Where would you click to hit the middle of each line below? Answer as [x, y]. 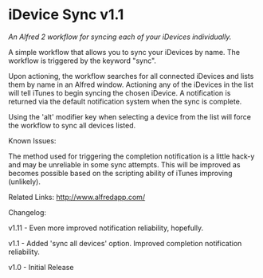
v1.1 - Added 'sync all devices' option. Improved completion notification [125, 243]
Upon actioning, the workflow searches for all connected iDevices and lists [131, 76]
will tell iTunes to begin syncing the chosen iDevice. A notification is [120, 92]
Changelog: [27, 212]
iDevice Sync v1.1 [66, 15]
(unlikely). [25, 182]
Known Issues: [32, 140]
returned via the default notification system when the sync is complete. [125, 101]
